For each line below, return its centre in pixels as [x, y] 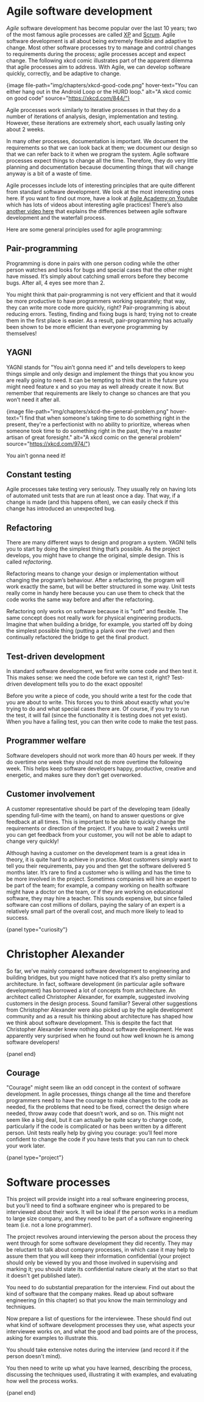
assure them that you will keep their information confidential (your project [98, 1256]
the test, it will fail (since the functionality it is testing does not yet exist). [97, 715]
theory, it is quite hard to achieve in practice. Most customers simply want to [102, 859]
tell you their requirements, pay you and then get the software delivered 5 [98, 865]
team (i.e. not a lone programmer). [49, 1225]
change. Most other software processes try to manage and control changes [101, 48]
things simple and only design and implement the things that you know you [100, 373]
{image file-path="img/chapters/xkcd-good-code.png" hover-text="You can [102, 85]
